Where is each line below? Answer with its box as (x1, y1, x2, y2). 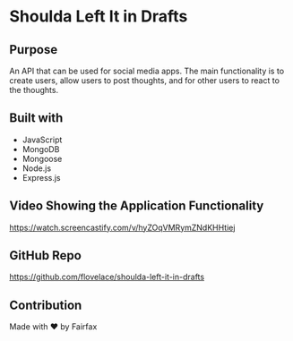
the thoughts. (9, 85, 59, 95)
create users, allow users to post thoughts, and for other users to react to (9, 75, 280, 86)
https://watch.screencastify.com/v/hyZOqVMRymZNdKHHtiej (9, 222, 236, 233)
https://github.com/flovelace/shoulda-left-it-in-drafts (9, 271, 204, 283)
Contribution (9, 297, 82, 312)
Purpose (9, 42, 58, 57)
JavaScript (22, 134, 63, 145)
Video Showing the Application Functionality (9, 199, 264, 214)
